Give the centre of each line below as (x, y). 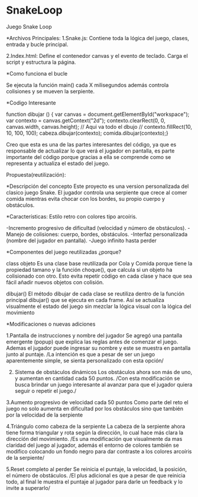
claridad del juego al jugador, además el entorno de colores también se (92, 445)
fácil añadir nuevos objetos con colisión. (55, 282)
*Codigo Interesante (31, 103)
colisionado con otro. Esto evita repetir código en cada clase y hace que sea (99, 276)
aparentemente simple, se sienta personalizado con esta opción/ (85, 360)
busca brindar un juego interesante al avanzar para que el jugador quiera (103, 384)
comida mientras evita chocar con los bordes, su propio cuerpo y (86, 199)
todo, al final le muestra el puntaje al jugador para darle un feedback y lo (95, 482)
